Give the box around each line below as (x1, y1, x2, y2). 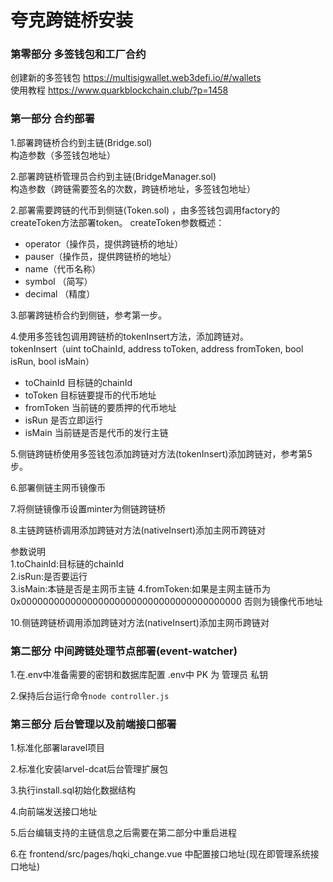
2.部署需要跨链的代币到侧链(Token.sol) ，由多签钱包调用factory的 (10, 204, 281, 216)
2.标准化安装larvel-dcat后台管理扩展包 (10, 763, 169, 775)
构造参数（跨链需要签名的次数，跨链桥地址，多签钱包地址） (10, 182, 256, 195)
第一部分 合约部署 (10, 112, 95, 126)
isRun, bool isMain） (10, 355, 95, 367)
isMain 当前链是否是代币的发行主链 (24, 426, 169, 438)
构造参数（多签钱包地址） (10, 149, 116, 161)
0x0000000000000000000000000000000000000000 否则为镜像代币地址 (10, 595, 323, 607)
